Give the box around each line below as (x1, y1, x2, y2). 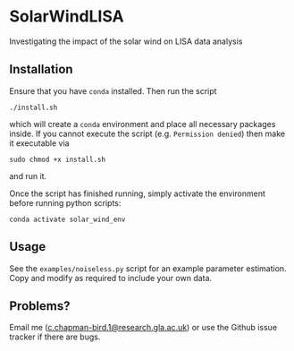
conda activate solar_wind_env (9, 215, 126, 224)
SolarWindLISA (9, 6, 124, 27)
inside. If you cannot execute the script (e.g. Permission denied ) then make (9, 128, 286, 139)
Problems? (9, 298, 71, 313)
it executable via (9, 137, 70, 149)
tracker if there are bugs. (9, 331, 101, 342)
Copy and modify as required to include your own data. (9, 272, 213, 283)
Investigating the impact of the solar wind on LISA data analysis (9, 36, 243, 47)
